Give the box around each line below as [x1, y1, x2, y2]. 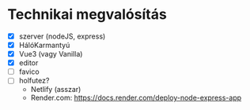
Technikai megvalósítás [7, 5, 167, 24]
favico [18, 67, 40, 76]
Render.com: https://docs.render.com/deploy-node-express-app [30, 93, 242, 103]
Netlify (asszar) [30, 85, 81, 94]
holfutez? [18, 76, 50, 86]
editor [18, 58, 39, 68]
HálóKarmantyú [18, 41, 70, 49]
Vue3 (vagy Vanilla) [18, 49, 83, 59]
